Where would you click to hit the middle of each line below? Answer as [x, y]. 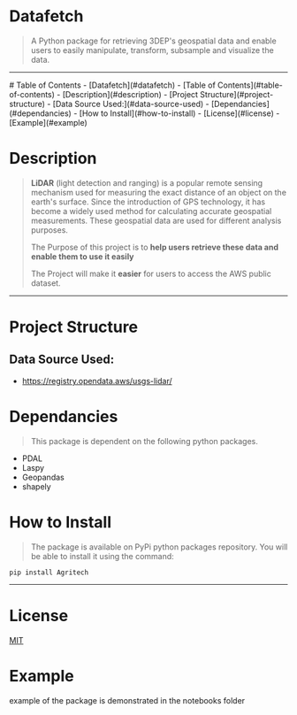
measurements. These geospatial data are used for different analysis [156, 220]
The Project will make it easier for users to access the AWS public [151, 273]
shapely [36, 486]
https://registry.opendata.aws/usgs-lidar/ [97, 381]
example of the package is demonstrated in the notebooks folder [127, 700]
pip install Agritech [49, 573]
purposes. [49, 230]
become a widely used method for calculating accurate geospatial [151, 211]
